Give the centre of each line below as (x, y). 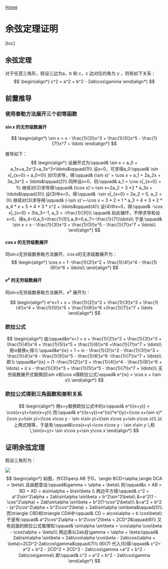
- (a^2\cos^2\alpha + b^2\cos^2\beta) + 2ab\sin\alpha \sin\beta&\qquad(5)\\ (84, 507)
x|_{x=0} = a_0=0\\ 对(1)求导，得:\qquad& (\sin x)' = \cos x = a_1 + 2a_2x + (84, 175)
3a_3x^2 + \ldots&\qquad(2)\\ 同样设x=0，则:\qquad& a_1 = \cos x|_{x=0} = (84, 181)
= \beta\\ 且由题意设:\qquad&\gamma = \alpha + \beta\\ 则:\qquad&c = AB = (84, 485)
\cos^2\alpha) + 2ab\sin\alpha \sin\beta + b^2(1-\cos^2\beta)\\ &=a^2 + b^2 (84, 502)
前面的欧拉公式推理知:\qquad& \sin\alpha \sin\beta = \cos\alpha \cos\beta (86, 526)
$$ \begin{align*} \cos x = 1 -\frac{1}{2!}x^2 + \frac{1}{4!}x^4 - (76, 262)
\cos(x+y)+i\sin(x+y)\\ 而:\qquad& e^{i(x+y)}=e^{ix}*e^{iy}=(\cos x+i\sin (80, 412)
